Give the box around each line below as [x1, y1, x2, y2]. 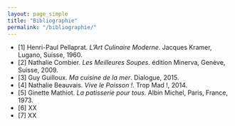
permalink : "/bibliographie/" [7, 23, 98, 31]
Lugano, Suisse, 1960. [17, 51, 83, 59]
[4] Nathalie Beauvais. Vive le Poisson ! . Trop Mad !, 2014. [17, 81, 187, 90]
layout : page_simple [7, 10, 69, 18]
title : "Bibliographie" [7, 17, 78, 24]
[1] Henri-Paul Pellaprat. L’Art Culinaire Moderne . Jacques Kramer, [17, 43, 212, 52]
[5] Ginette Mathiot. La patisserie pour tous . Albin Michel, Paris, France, [17, 88, 229, 97]
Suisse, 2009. [17, 65, 58, 75]
